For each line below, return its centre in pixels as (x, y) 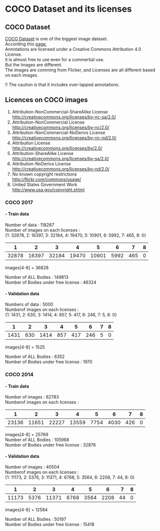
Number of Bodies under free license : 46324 (51, 282)
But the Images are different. (34, 65)
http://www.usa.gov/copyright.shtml (48, 190)
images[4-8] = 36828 (27, 267)
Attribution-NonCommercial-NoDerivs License (59, 133)
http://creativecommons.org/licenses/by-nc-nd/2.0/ (64, 137)
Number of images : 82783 (32, 397)
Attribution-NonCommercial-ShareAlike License (60, 111)
